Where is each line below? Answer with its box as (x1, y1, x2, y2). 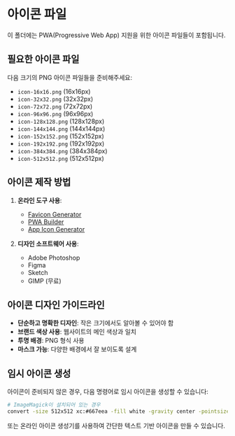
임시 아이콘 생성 (7, 367, 71, 379)
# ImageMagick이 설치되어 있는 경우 (7, 402, 101, 409)
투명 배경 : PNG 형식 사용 (17, 337, 85, 345)
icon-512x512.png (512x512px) (17, 154, 105, 162)
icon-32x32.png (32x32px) (17, 94, 94, 103)
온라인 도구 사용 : (17, 196, 62, 204)
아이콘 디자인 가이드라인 (7, 299, 105, 311)
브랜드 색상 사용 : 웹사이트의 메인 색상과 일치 (17, 328, 136, 336)
